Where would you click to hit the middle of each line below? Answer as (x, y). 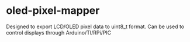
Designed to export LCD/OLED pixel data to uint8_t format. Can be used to (95, 26)
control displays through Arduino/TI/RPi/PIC (59, 32)
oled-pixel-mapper (53, 11)
